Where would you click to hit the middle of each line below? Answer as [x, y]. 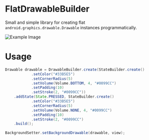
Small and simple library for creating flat [45, 22]
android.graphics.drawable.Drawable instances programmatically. [71, 27]
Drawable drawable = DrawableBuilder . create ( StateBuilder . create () [75, 70]
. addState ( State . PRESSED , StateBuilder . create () [64, 97]
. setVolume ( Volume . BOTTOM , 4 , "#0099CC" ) [74, 83]
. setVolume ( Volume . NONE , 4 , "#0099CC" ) [71, 110]
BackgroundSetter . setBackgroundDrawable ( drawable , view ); [65, 133]
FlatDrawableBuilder [47, 9]
